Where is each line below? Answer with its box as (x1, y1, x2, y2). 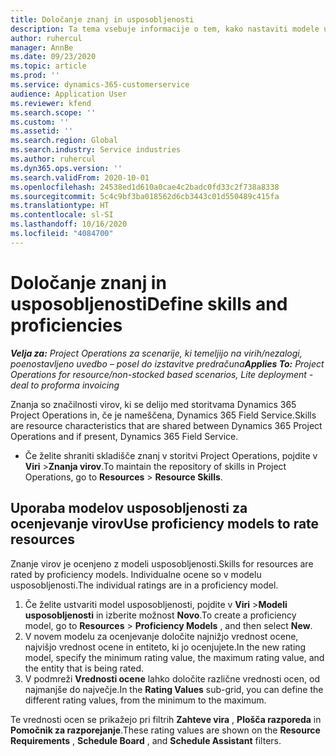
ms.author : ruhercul (10, 154, 97, 164)
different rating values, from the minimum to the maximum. (24, 694, 267, 706)
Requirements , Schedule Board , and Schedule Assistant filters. (10, 734, 282, 746)
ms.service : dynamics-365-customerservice (10, 80, 190, 90)
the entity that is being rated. (24, 662, 145, 674)
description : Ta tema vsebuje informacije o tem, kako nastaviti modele (10, 24, 320, 34)
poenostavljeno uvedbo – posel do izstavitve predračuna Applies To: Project (10, 357, 325, 370)
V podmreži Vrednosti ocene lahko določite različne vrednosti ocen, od (24, 672, 320, 685)
